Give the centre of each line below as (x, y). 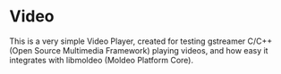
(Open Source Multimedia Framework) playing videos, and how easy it (139, 50)
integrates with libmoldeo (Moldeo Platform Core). (102, 60)
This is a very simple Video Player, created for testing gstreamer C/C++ (141, 41)
